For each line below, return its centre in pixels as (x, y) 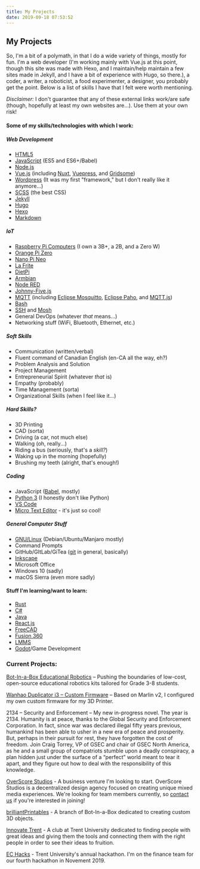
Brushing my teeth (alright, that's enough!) (67, 462)
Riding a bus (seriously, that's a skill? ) (61, 450)
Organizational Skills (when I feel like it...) (65, 395)
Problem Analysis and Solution (53, 364)
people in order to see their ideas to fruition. (60, 843)
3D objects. (20, 818)
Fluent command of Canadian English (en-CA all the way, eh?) (91, 357)
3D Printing (29, 424)
